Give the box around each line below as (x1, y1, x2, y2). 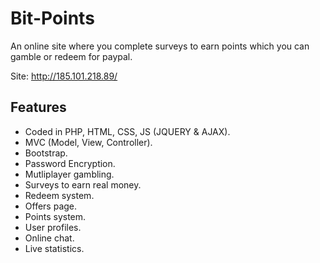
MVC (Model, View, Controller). (24, 136, 153, 148)
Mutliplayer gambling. (24, 168, 115, 180)
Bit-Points (10, 7, 95, 30)
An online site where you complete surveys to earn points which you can (10, 40, 310, 52)
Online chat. (24, 232, 75, 244)
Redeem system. (24, 189, 95, 201)
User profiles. (24, 221, 82, 233)
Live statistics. (24, 242, 85, 254)
